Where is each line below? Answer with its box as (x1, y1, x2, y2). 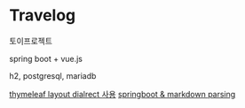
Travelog (9, 5, 76, 26)
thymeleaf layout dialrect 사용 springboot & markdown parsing (9, 89, 236, 99)
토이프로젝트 (9, 35, 53, 46)
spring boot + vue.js (9, 53, 83, 64)
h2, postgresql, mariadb (9, 70, 97, 81)
